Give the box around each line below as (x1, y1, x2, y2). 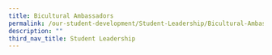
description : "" (8, 27, 63, 35)
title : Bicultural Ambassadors (8, 11, 114, 20)
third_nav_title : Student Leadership (8, 34, 136, 43)
